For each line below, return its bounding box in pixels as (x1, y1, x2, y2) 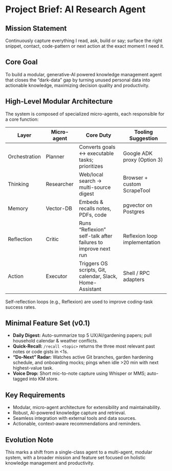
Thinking (8, 180, 29, 187)
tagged (12, 376, 28, 382)
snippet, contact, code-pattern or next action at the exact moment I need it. (5, 43, 165, 49)
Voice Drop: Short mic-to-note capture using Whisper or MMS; (12, 370, 146, 377)
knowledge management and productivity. (5, 460, 95, 466)
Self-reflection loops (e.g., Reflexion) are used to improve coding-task (5, 298, 153, 305)
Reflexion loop (123, 232, 158, 239)
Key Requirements (5, 391, 66, 399)
